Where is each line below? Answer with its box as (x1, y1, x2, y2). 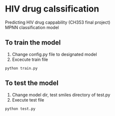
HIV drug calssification (5, 3, 100, 14)
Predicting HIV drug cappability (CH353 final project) (5, 19, 111, 25)
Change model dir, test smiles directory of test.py (12, 92, 111, 98)
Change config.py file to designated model (12, 51, 98, 57)
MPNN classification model (5, 24, 59, 30)
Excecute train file (12, 57, 48, 62)
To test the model (5, 79, 59, 87)
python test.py (5, 106, 36, 111)
